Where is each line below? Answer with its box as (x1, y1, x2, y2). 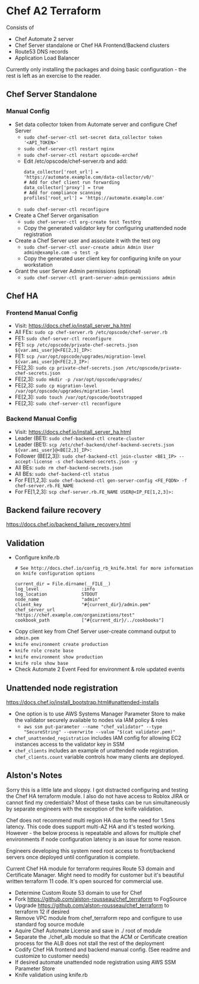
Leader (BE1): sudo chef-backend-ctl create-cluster (14, 434, 145, 441)
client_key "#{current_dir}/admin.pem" (14, 602, 151, 608)
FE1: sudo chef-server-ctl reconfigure (14, 335, 112, 342)
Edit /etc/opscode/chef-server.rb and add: (23, 157, 128, 165)
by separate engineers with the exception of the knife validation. (6, 805, 163, 812)
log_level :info (14, 586, 95, 592)
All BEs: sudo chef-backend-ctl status (14, 470, 110, 477)
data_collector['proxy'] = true (23, 184, 104, 191)
